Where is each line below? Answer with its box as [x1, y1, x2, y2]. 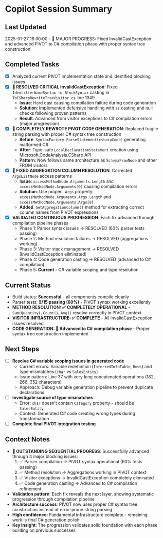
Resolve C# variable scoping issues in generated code [12, 358, 125, 364]
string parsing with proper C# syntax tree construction [12, 131, 122, 137]
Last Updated [5, 23, 47, 31]
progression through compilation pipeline [12, 496, 95, 502]
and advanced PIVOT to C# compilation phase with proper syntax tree [5, 41, 145, 47]
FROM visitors [19, 163, 48, 168]
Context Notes [5, 435, 50, 444]
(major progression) [19, 121, 59, 126]
